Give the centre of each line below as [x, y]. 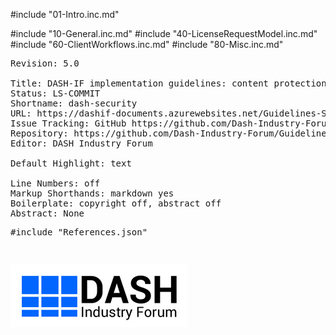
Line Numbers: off [55, 183]
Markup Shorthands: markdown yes [92, 193]
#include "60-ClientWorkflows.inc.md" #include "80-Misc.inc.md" [147, 44]
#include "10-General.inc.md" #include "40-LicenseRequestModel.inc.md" [164, 33]
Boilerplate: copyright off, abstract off [116, 203]
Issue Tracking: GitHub [68, 123]
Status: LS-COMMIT [55, 93]
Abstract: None [47, 213]
